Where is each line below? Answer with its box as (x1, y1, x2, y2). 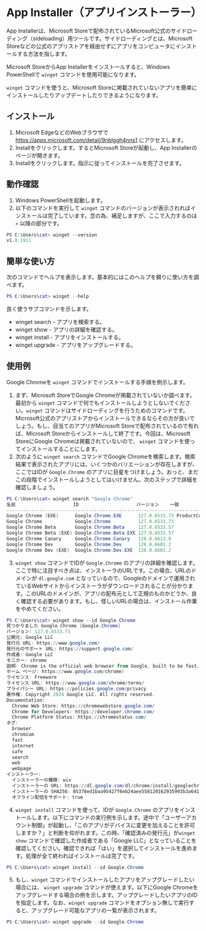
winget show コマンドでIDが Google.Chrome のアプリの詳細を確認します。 (15, 559, 198, 566)
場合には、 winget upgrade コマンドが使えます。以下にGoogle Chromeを (15, 884, 199, 891)
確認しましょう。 (15, 483, 58, 491)
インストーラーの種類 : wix (12, 777, 72, 783)
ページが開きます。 (15, 152, 64, 159)
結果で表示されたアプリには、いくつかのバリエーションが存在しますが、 (15, 460, 198, 468)
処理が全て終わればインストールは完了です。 (25, 852, 138, 859)
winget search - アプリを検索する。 (15, 319, 105, 325)
